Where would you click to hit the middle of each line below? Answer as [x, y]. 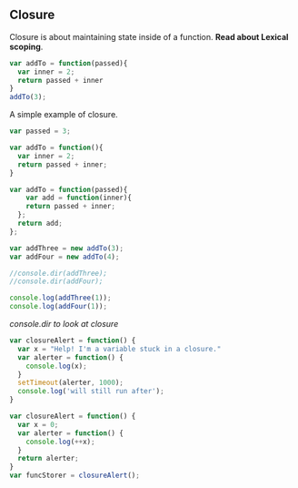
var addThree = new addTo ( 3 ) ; [67, 248]
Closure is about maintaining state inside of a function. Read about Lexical [149, 36]
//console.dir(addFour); [56, 281]
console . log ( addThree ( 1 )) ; [60, 298]
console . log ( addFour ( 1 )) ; [58, 307]
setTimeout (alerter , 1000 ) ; [71, 383]
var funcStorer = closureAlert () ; [75, 476]
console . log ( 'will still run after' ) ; [91, 391]
